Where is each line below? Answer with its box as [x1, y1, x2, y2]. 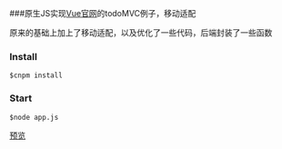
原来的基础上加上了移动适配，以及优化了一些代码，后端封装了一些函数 [9, 27, 273, 38]
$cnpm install [9, 71, 64, 80]
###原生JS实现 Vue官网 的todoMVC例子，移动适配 [9, 8, 196, 18]
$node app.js [9, 113, 59, 122]
